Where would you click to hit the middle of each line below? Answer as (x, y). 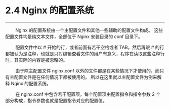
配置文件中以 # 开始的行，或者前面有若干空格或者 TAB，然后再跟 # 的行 (90, 47)
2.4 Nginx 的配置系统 (50, 10)
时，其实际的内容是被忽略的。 (36, 60)
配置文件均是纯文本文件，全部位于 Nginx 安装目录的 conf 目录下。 (74, 37)
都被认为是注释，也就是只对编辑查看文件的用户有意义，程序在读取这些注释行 (85, 53)
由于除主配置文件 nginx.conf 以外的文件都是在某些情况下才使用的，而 (87, 70)
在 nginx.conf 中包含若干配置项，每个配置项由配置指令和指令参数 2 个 (88, 94)
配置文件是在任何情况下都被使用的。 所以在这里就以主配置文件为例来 (86, 77)
